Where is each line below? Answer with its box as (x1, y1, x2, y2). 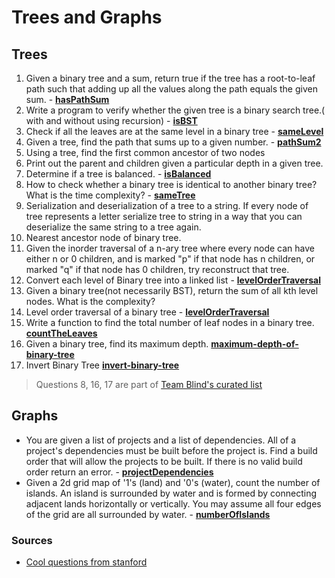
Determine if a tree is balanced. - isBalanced (25, 168, 212, 180)
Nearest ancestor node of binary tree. (25, 232, 182, 243)
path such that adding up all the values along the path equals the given (25, 83, 318, 95)
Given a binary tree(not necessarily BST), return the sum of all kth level (25, 285, 319, 296)
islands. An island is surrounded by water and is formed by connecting (25, 487, 318, 499)
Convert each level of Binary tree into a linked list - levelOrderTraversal (25, 274, 322, 286)
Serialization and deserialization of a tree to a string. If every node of (25, 200, 309, 211)
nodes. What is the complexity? (25, 296, 156, 307)
